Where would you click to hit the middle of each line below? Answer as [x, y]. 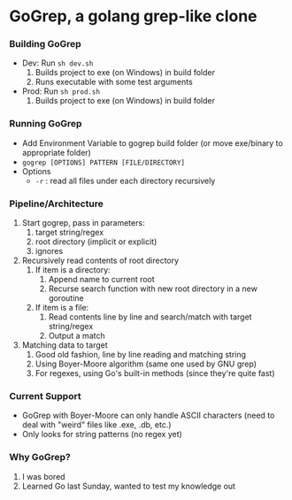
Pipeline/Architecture [56, 204]
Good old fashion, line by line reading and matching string [140, 355]
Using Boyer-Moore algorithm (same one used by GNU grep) [146, 364]
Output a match [77, 336]
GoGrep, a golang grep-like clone [133, 16]
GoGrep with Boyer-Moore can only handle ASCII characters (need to [148, 415]
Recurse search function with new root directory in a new [153, 288]
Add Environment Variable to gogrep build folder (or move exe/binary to [152, 142]
